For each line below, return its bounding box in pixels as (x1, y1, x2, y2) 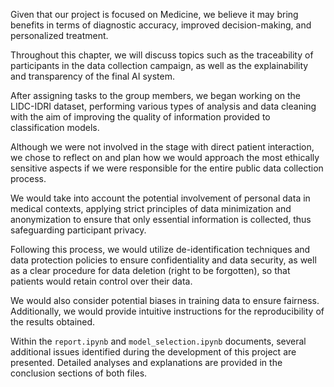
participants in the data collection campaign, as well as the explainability (10, 60, 309, 71)
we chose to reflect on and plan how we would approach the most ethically (10, 152, 320, 163)
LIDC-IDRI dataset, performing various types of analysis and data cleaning (10, 100, 317, 112)
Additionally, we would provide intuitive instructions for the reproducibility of (10, 305, 325, 317)
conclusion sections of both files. (10, 367, 148, 379)
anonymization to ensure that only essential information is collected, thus (10, 214, 312, 225)
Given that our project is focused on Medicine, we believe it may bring (10, 9, 299, 20)
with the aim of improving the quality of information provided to (10, 111, 271, 123)
